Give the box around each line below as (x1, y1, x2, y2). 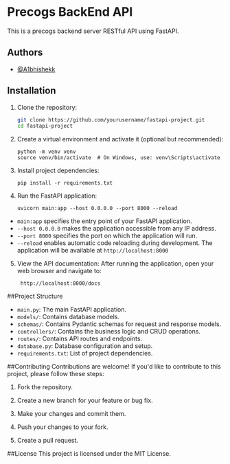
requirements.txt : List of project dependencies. (16, 349, 153, 358)
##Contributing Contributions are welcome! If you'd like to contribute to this (7, 362, 221, 371)
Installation (7, 85, 56, 97)
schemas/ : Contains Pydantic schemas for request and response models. (16, 320, 222, 328)
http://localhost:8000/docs (20, 280, 101, 287)
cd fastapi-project (16, 123, 73, 130)
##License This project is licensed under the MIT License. (7, 450, 172, 458)
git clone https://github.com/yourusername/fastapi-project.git (16, 116, 205, 124)
